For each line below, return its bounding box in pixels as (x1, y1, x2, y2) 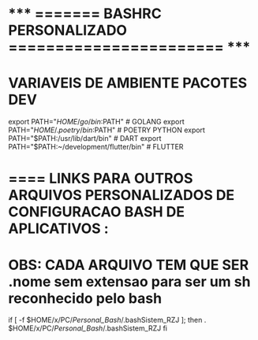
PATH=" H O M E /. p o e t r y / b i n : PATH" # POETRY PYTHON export (8, 125, 205, 135)
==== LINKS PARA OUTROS (8, 170, 193, 187)
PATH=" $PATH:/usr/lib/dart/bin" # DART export (8, 134, 162, 143)
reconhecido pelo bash (8, 289, 163, 307)
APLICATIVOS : (8, 220, 109, 238)
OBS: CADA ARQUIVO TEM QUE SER (8, 256, 249, 274)
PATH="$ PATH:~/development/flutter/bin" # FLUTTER (8, 142, 184, 152)
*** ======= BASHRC (8, 5, 162, 23)
